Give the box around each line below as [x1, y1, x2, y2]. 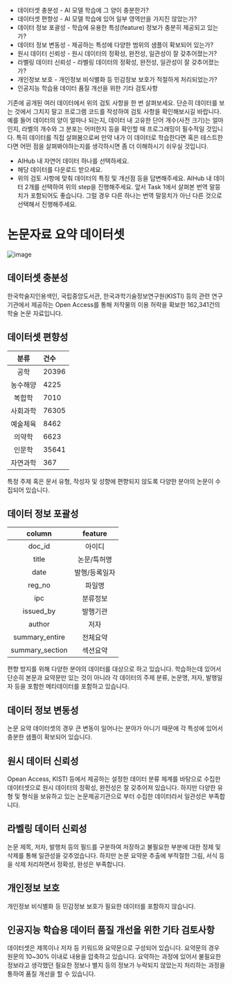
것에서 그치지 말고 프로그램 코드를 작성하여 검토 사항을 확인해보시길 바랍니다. [14, 107, 222, 116]
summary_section [10, 645, 68, 655]
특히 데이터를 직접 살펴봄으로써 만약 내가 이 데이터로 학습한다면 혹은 [16, 134, 199, 141]
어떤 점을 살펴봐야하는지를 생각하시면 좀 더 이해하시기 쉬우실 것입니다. [19, 142, 209, 150]
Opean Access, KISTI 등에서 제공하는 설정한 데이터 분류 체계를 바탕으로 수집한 [7, 775, 221, 783]
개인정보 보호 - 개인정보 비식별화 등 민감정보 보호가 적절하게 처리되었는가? [17, 76, 217, 83]
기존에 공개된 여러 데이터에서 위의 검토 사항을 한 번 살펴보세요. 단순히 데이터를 [7, 99, 218, 107]
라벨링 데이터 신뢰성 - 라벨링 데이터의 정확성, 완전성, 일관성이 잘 [17, 58, 190, 66]
